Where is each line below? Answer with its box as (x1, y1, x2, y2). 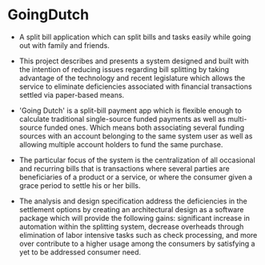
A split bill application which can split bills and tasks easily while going (18, 32, 251, 42)
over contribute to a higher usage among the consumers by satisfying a (18, 239, 255, 248)
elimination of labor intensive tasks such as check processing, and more (18, 230, 258, 239)
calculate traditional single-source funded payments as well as (18, 114, 226, 123)
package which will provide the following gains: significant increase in (18, 213, 250, 223)
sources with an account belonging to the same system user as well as (18, 130, 253, 141)
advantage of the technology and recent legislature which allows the (18, 73, 246, 82)
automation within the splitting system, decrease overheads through (18, 222, 244, 231)
